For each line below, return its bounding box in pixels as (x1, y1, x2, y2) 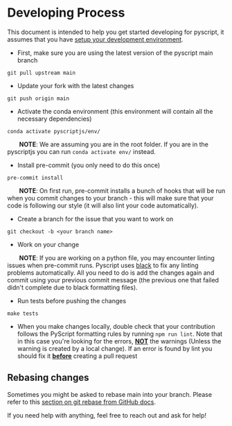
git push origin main (7, 95, 70, 102)
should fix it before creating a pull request (17, 352, 138, 360)
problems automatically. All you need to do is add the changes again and (7, 269, 215, 277)
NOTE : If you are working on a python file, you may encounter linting (19, 253, 215, 262)
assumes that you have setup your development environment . (7, 35, 184, 43)
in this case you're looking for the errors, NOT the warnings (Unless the (17, 336, 222, 345)
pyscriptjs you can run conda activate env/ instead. (7, 147, 156, 155)
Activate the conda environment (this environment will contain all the (17, 107, 213, 115)
